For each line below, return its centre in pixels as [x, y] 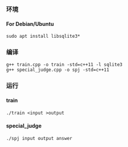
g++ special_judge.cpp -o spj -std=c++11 [58, 70]
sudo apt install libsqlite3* [43, 37]
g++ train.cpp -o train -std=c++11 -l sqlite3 [64, 65]
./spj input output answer [39, 138]
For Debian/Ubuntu [30, 24]
